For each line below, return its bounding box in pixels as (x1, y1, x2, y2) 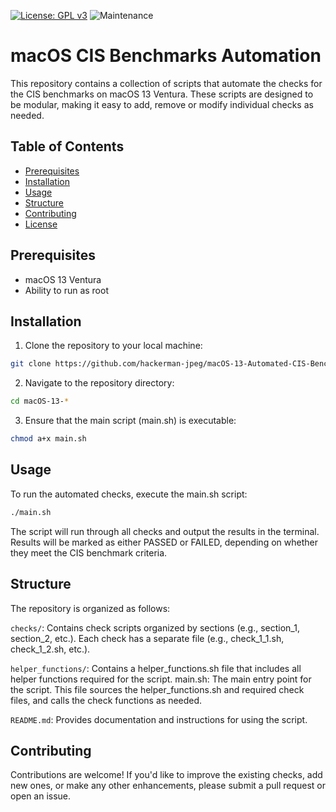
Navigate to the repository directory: (24, 377, 175, 389)
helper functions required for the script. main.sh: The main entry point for (10, 673, 312, 685)
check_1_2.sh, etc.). (10, 643, 91, 655)
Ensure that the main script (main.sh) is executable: (24, 415, 237, 427)
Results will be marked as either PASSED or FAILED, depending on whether (10, 536, 318, 548)
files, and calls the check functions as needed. (10, 694, 203, 706)
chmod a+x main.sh (10, 434, 87, 444)
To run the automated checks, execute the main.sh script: (10, 488, 248, 500)
